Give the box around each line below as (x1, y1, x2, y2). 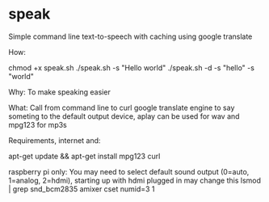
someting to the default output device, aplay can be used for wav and (8, 111, 240, 121)
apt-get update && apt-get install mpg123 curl (8, 151, 161, 161)
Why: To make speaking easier (8, 86, 111, 97)
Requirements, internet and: (8, 135, 101, 145)
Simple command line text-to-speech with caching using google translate (8, 32, 253, 41)
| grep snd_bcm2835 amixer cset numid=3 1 (8, 183, 155, 194)
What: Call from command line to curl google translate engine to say (8, 103, 235, 112)
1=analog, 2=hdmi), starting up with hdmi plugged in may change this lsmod (8, 175, 261, 185)
